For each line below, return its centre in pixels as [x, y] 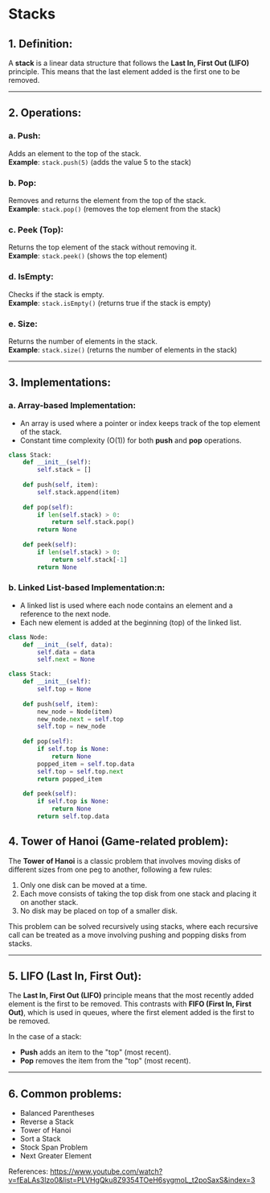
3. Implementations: [59, 383]
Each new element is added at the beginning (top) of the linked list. [131, 622]
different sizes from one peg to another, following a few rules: [110, 869]
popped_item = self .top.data [86, 764]
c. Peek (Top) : [36, 229]
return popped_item [70, 779]
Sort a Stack [41, 1139]
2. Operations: [45, 113]
